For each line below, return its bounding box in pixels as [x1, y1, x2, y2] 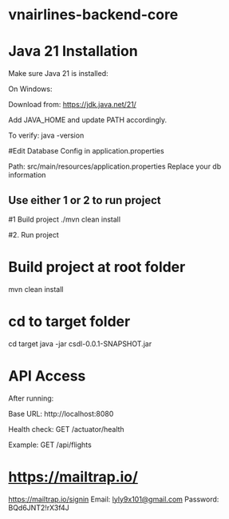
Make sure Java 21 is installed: [8, 69, 109, 78]
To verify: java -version [8, 130, 85, 141]
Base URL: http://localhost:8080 [8, 409, 114, 418]
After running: [8, 393, 54, 403]
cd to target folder [8, 313, 131, 331]
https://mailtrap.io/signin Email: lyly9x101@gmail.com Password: [8, 494, 219, 504]
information [8, 170, 46, 180]
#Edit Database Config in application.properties [8, 146, 165, 156]
